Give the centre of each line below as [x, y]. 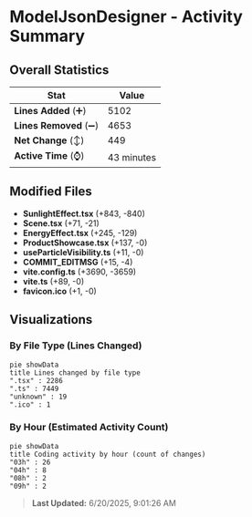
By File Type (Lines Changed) [76, 346]
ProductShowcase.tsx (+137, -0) [85, 243]
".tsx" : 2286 [37, 380]
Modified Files [51, 192]
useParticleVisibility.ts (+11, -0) [83, 252]
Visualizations [51, 320]
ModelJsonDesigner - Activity [126, 17]
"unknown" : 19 [38, 397]
